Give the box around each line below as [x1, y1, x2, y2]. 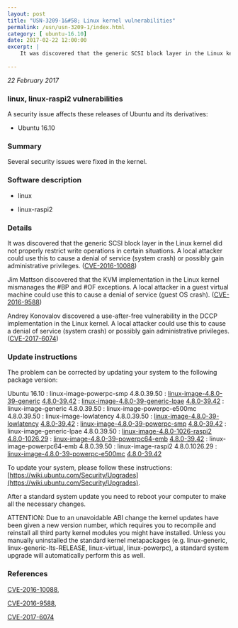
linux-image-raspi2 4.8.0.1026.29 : [117, 442, 217, 451]
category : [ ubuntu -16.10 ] [7, 30, 87, 38]
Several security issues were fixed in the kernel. [7, 158, 147, 166]
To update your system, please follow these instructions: [7, 463, 172, 472]
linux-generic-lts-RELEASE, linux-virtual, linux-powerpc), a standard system [7, 544, 229, 552]
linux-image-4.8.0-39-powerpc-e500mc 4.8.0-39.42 [7, 450, 161, 458]
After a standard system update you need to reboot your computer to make [7, 492, 227, 501]
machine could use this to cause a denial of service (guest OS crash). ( [7, 290, 215, 299]
